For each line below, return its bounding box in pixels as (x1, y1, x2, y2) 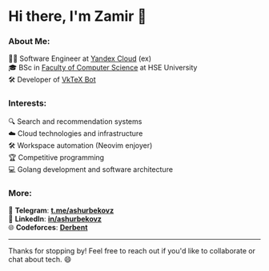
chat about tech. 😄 (8, 255, 72, 265)
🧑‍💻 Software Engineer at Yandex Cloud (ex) (8, 54, 152, 63)
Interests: (8, 98, 47, 109)
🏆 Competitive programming (8, 152, 105, 162)
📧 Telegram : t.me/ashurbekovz (8, 205, 114, 215)
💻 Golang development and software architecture (8, 164, 174, 174)
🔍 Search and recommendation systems (8, 116, 143, 126)
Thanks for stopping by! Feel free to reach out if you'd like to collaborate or (8, 246, 256, 256)
